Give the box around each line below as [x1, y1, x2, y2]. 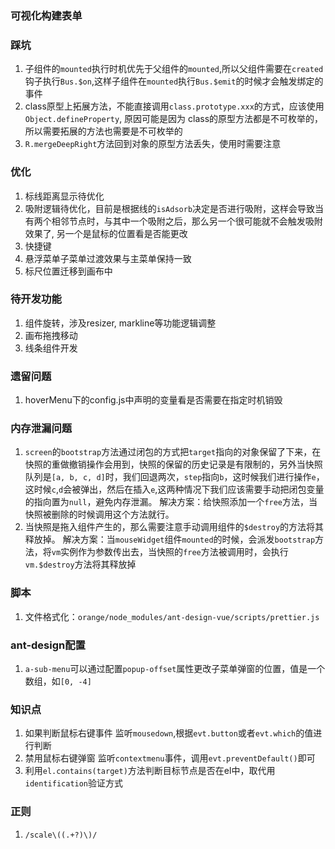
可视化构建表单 [10, 8, 83, 22]
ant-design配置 [10, 638, 86, 652]
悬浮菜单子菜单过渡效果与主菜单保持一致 [24, 252, 192, 264]
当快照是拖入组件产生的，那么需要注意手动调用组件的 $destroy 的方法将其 [24, 521, 325, 533]
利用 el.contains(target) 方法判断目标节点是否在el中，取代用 [24, 765, 276, 777]
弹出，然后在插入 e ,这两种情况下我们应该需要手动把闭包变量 [80, 483, 325, 496]
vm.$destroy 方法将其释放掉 [24, 558, 137, 571]
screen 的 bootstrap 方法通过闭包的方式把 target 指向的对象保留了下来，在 [24, 446, 322, 458]
